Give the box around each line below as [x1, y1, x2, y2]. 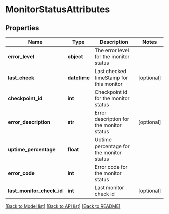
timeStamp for [94, 74, 128, 81]
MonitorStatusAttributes [5, 4, 110, 15]
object [67, 53, 83, 60]
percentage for [94, 142, 130, 150]
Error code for [94, 164, 128, 170]
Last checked [94, 68, 127, 75]
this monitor [94, 81, 123, 87]
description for [94, 116, 129, 122]
